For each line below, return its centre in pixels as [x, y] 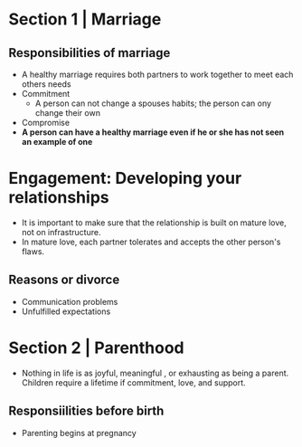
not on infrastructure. [61, 232]
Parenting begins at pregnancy [79, 433]
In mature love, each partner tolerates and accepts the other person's [151, 242]
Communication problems [70, 301]
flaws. [33, 251]
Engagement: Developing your [125, 179]
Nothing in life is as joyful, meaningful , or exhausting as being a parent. [155, 373]
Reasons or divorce [64, 280]
